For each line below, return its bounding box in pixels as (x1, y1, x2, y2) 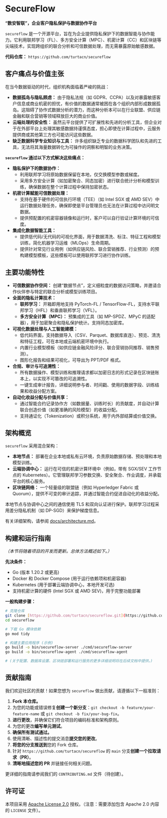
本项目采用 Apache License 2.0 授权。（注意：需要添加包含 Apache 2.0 (5, 801, 150, 807)
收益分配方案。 (28, 388, 60, 394)
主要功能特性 (5, 268, 45, 276)
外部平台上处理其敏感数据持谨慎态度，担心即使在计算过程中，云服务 (21, 125, 161, 131)
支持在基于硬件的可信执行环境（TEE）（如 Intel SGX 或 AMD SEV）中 (19, 196, 160, 202)
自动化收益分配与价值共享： (12, 394, 70, 400)
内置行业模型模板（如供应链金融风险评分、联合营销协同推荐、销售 (19, 344, 155, 351)
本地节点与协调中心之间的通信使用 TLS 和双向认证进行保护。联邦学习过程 (5, 501, 155, 507)
